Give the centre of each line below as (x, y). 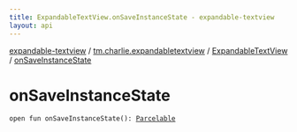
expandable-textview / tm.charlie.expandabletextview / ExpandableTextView (148, 50)
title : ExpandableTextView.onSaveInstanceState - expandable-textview (142, 17)
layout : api (31, 26)
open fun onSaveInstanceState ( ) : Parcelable (92, 119)
